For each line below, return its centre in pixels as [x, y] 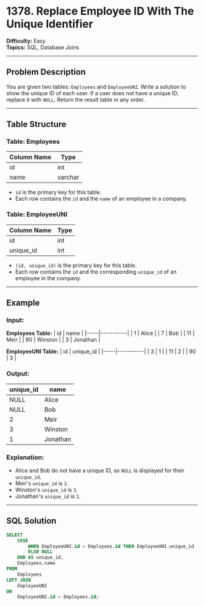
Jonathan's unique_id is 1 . [48, 496]
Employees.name [36, 563]
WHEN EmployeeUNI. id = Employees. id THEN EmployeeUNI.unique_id [111, 546]
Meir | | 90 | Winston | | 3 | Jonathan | [53, 340]
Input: [15, 320]
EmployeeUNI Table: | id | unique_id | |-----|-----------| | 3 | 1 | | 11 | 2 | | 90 [101, 352]
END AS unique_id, [40, 557]
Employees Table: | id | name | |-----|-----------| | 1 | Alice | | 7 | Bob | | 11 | [100, 333]
